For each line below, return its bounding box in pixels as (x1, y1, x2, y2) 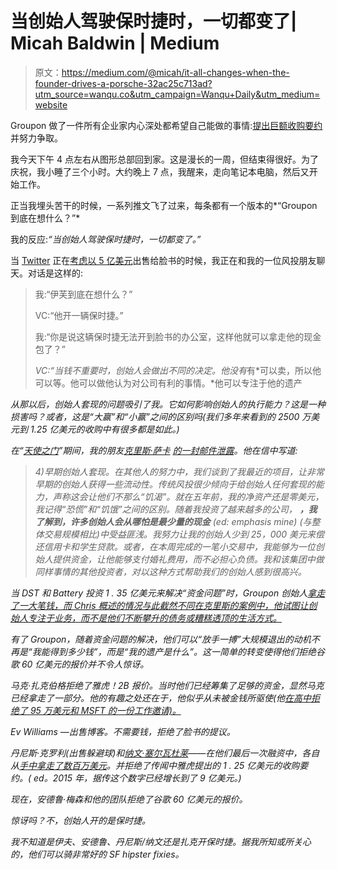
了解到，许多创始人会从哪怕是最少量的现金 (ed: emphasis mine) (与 (34, 515, 312, 527)
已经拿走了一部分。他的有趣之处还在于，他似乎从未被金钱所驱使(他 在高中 (10, 692, 312, 704)
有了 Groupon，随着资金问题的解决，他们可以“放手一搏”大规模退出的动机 (10, 633, 312, 645)
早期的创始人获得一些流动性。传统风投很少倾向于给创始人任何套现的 (34, 478, 316, 490)
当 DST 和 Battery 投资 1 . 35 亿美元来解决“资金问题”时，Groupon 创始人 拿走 (10, 587, 326, 599)
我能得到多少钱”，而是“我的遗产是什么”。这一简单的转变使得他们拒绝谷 (31, 645, 325, 657)
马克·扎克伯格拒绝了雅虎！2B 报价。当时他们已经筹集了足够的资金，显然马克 (10, 679, 325, 691)
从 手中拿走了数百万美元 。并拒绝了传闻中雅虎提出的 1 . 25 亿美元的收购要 (10, 759, 309, 771)
